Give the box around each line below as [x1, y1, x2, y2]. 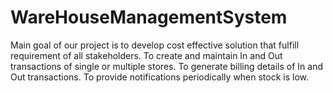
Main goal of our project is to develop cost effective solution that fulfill [10, 39, 300, 51]
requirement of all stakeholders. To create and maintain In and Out [10, 49, 283, 61]
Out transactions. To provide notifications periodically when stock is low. [10, 71, 310, 83]
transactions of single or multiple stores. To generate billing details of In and [10, 60, 324, 72]
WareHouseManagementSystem [10, 6, 288, 29]
